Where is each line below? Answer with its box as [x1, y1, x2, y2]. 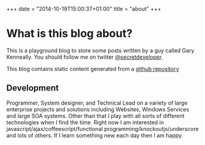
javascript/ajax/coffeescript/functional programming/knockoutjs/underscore [6, 125, 199, 132]
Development [6, 83, 60, 94]
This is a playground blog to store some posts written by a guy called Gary [6, 46, 195, 54]
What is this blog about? [6, 27, 133, 40]
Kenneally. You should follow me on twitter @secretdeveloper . [6, 53, 163, 61]
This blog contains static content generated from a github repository [6, 65, 179, 72]
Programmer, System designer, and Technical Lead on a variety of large [6, 99, 188, 106]
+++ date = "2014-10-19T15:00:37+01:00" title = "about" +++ [6, 6, 161, 12]
